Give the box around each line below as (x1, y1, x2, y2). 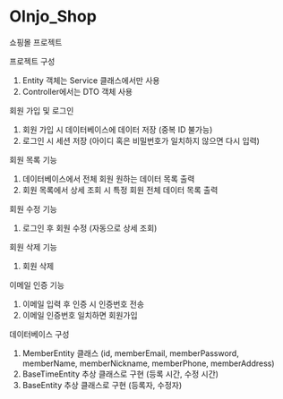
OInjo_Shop (9, 6, 97, 27)
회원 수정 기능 (9, 203, 58, 214)
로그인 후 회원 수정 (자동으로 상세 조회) (21, 222, 158, 233)
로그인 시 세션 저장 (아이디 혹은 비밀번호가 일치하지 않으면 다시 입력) (21, 135, 260, 146)
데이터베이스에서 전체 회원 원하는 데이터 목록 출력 (21, 173, 195, 184)
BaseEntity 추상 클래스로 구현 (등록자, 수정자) (21, 379, 183, 390)
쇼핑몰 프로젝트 (9, 37, 63, 47)
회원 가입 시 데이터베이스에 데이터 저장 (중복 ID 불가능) (21, 123, 213, 135)
